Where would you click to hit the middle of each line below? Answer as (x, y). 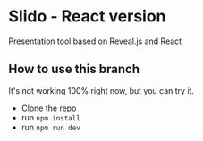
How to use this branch (74, 69)
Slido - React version (87, 17)
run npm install (51, 117)
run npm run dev (51, 127)
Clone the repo (49, 108)
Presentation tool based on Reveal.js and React (95, 41)
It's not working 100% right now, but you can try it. (101, 90)
